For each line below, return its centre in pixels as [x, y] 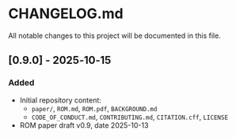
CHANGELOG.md [66, 14]
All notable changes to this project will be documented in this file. [115, 35]
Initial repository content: [60, 100]
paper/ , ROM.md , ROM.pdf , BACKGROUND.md [94, 108]
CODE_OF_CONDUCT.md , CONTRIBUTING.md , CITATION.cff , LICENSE [129, 117]
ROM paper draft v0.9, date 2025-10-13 [84, 125]
